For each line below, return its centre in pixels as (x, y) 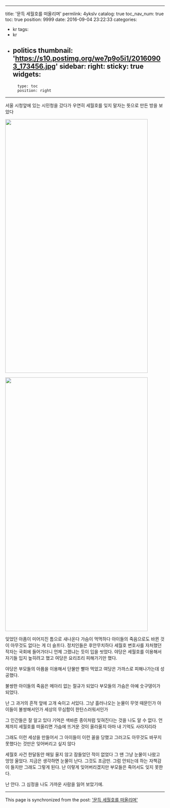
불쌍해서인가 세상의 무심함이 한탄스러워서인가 (63, 709)
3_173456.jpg (34, 66)
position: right (34, 90)
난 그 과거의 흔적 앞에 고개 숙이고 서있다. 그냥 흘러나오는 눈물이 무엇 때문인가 (81, 703)
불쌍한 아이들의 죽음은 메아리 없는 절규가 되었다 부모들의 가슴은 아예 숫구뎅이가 (83, 686)
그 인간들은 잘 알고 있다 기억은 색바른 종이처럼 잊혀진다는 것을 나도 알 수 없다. (81, 720)
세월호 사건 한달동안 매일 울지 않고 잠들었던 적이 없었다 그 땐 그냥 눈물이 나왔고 (83, 754)
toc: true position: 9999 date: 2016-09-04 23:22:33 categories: (71, 19)
